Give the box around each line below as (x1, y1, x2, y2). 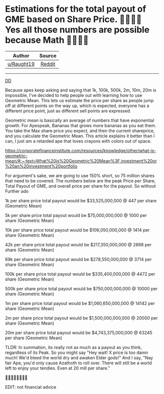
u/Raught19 (7, 60, 35, 67)
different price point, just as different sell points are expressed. (5, 108, 131, 113)
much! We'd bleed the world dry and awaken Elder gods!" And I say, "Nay (5, 354, 153, 360)
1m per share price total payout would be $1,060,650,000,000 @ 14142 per (5, 300, 155, 306)
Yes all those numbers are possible (5, 24, 150, 35)
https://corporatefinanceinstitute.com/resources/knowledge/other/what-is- (5, 148, 156, 153)
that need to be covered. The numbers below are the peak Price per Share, (5, 177, 156, 184)
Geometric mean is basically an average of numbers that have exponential (5, 117, 155, 123)
